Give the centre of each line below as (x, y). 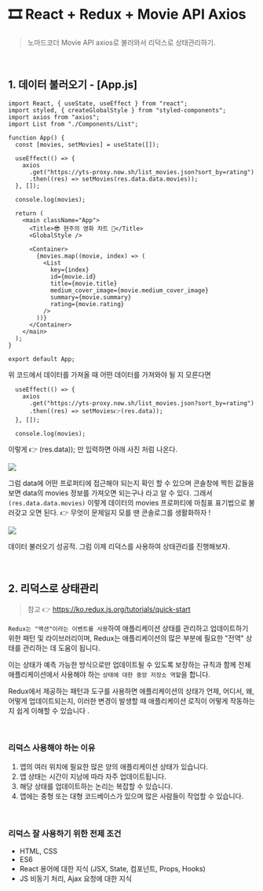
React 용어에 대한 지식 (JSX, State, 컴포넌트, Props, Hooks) (112, 869)
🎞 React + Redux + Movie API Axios (127, 15)
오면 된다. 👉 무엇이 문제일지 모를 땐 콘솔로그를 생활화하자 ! (120, 512)
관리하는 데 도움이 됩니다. (61, 648)
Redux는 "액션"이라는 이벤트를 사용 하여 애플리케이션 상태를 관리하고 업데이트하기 (128, 628)
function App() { (37, 137)
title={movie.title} (84, 283)
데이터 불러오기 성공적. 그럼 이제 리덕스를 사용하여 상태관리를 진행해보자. (119, 546)
